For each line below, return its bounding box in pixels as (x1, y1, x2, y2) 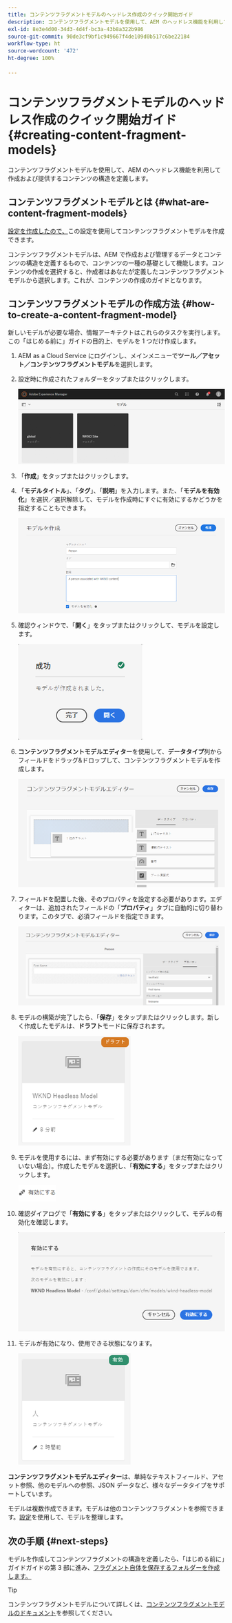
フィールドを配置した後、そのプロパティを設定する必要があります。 (17, 895, 211, 903)
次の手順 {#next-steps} (8, 1535, 109, 1547)
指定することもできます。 (17, 504, 90, 512)
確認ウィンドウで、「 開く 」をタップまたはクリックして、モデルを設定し (17, 621, 220, 629)
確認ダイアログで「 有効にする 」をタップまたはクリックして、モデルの (17, 1209, 217, 1217)
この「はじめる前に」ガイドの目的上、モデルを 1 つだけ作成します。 (8, 337, 200, 345)
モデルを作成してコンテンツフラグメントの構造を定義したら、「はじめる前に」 (8, 1555, 225, 1563)
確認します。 (36, 1218, 72, 1226)
